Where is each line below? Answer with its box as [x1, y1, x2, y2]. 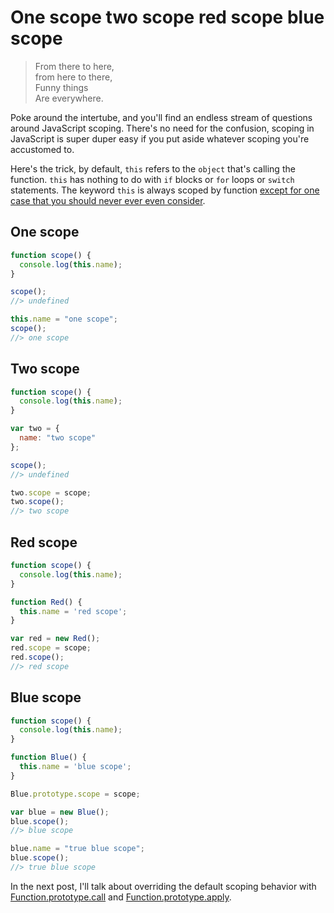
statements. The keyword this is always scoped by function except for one [10, 184, 320, 196]
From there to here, [34, 60, 115, 72]
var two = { [10, 424, 60, 434]
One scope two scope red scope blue [10, 6, 325, 29]
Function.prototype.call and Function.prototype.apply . [10, 891, 232, 903]
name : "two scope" [19, 433, 97, 443]
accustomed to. [10, 143, 75, 155]
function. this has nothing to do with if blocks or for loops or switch [10, 173, 295, 185]
